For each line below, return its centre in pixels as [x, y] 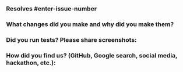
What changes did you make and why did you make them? [90, 24]
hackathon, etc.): [31, 63]
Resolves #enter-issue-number [52, 9]
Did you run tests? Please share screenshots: [71, 39]
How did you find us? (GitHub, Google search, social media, [92, 55]
